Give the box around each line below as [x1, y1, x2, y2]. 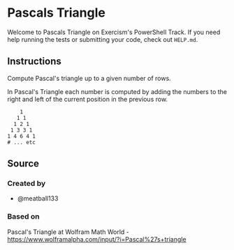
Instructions [7, 56, 61, 68]
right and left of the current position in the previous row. [7, 95, 168, 103]
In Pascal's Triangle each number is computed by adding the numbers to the [7, 87, 227, 95]
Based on [7, 212, 40, 221]
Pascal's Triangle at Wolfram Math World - [7, 228, 129, 236]
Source [7, 158, 40, 170]
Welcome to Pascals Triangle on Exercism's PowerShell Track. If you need [7, 28, 221, 36]
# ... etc [7, 139, 36, 146]
